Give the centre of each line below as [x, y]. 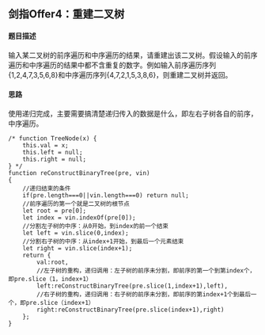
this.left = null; [53, 152]
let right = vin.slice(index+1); [78, 248]
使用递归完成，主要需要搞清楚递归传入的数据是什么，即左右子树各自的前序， [133, 113]
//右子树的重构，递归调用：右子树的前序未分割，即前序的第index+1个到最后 [144, 294]
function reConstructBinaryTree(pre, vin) [79, 173]
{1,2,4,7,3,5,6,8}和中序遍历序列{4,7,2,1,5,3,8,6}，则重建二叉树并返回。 [120, 74]
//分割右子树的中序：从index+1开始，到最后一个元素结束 [103, 241]
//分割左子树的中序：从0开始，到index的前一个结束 [95, 226]
